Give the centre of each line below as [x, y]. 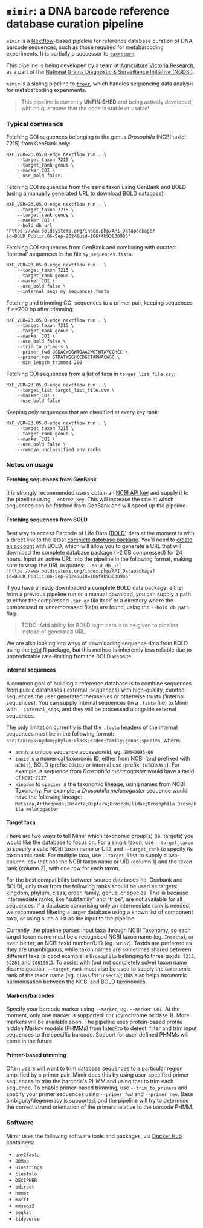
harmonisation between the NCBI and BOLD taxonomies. [77, 982]
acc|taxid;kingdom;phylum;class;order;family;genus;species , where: [94, 740]
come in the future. [30, 1041]
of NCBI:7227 [31, 777]
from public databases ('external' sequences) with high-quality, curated [96, 690]
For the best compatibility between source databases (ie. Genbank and [95, 880]
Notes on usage [30, 465]
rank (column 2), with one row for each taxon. [63, 868]
